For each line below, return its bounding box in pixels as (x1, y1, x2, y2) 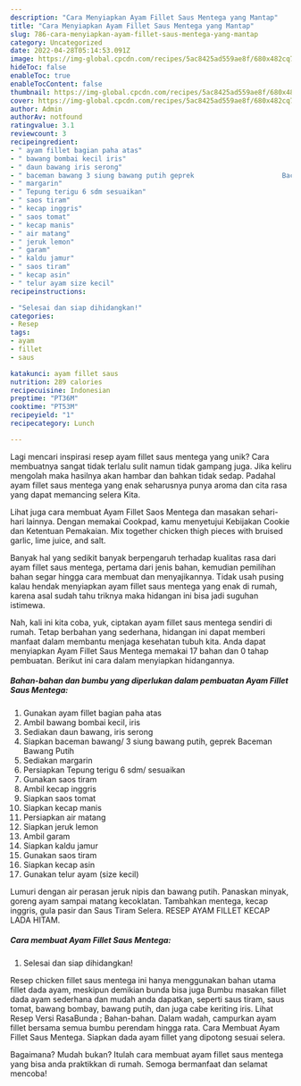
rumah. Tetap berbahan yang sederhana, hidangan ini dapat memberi (10, 626, 266, 637)
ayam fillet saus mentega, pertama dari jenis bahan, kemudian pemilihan (10, 562, 276, 572)
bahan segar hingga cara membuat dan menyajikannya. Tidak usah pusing (10, 571, 284, 581)
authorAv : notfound (10, 113, 83, 121)
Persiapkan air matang (22, 812, 106, 823)
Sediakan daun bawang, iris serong (22, 726, 154, 737)
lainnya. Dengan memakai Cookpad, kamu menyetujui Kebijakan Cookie (26, 515, 290, 527)
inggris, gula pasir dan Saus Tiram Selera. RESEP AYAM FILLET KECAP (10, 905, 271, 915)
